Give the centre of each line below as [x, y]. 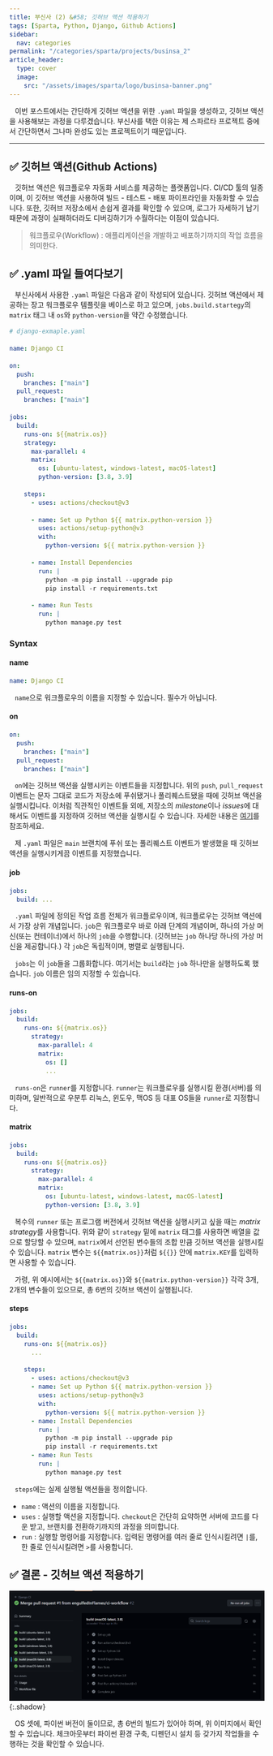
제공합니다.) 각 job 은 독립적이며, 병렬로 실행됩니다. [104, 947]
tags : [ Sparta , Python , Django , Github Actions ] [93, 26]
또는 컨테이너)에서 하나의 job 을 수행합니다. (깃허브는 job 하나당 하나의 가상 [136, 936]
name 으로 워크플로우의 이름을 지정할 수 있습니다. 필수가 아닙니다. [116, 697]
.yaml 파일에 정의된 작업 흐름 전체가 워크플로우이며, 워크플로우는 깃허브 [127, 916]
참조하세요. [27, 826]
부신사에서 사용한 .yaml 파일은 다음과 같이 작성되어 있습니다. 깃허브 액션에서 [135, 295]
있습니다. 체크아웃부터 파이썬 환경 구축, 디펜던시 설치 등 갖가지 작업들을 [139, 1734]
